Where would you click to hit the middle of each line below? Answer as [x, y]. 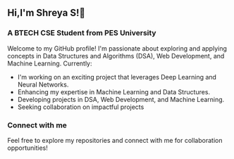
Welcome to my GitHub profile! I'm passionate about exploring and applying [117, 48]
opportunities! [27, 148]
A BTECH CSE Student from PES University [82, 33]
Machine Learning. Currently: [50, 63]
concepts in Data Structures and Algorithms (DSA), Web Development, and [116, 56]
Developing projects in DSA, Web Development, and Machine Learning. [121, 99]
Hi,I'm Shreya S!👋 [47, 13]
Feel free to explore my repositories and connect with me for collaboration [115, 140]
